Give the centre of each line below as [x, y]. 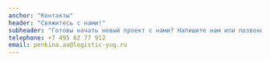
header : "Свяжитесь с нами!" [57, 23]
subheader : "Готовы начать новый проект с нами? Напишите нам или [122, 30]
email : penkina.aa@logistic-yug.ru [68, 45]
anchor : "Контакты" [41, 15]
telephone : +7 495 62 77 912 [57, 38]
